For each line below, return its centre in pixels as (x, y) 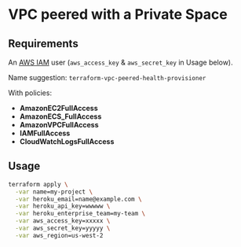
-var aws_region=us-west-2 (59, 235)
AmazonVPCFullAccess (59, 125)
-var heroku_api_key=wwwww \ (63, 206)
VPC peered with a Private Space (118, 15)
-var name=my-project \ (54, 192)
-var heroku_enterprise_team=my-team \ (80, 214)
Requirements (43, 44)
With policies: (30, 93)
